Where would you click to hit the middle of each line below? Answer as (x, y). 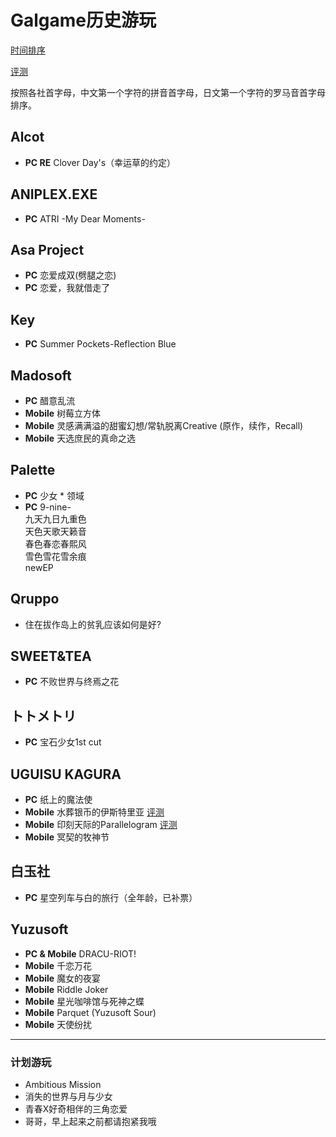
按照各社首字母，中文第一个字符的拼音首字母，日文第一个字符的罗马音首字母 (168, 92)
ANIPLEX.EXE (54, 194)
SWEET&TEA (51, 656)
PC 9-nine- (48, 507)
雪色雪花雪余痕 (55, 556)
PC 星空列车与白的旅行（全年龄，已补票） (111, 897)
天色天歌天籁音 (55, 531)
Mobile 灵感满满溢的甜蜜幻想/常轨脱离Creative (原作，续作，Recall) (164, 425)
